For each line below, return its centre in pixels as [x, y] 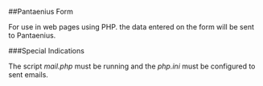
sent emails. [28, 74]
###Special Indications [46, 51]
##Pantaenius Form [41, 12]
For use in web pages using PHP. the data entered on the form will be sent [131, 27]
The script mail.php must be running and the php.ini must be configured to [132, 66]
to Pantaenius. [32, 35]
